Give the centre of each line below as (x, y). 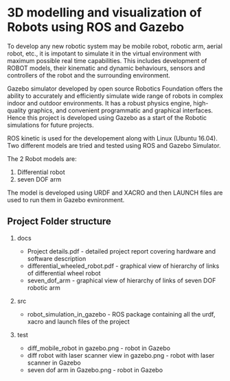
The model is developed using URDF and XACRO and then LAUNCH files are (115, 193)
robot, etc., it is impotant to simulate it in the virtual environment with (104, 53)
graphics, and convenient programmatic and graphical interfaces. (120, 110)
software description (57, 258)
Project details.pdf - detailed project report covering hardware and (122, 251)
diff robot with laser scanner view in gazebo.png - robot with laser (121, 355)
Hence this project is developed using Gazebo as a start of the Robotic (107, 117)
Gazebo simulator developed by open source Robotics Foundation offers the (115, 88)
